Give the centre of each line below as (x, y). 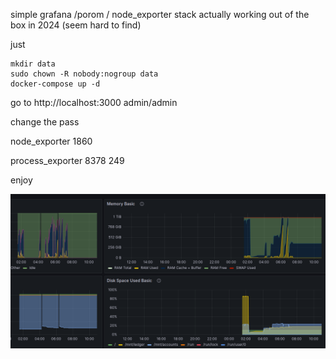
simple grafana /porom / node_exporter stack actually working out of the (160, 14)
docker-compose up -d (55, 84)
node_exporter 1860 (51, 141)
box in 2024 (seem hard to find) (76, 25)
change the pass (45, 122)
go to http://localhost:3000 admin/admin (94, 102)
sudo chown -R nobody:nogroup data (84, 74)
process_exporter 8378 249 (67, 160)
